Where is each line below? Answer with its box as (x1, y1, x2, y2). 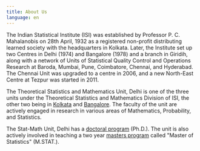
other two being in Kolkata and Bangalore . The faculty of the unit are (6, 100, 178, 108)
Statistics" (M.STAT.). (6, 138, 59, 145)
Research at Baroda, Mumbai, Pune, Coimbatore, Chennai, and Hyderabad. (6, 63, 193, 70)
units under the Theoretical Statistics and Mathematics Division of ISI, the (6, 94, 190, 101)
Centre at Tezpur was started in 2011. (6, 76, 99, 83)
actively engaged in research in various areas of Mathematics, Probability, (6, 107, 192, 114)
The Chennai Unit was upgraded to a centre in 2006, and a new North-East (6, 69, 194, 77)
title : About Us (6, 8, 47, 15)
